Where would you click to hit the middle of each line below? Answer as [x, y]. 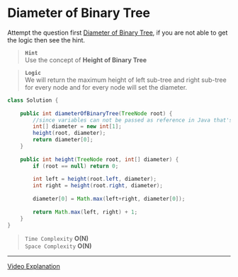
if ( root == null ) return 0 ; [76, 166]
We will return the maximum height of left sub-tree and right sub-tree [125, 80]
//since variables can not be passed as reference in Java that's [133, 120]
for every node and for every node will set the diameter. [106, 87]
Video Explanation [34, 266]
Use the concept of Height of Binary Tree [86, 60]
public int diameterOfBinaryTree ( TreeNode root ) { [96, 113]
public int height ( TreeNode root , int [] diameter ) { [100, 159]
